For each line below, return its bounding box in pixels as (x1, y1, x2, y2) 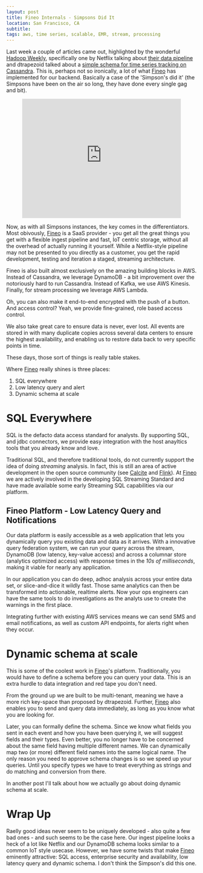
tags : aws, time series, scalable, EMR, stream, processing (6, 32, 161, 38)
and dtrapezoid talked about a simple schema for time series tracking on (6, 61, 187, 69)
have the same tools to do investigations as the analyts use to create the (6, 595, 186, 602)
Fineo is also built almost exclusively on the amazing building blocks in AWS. (6, 267, 197, 275)
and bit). (6, 87, 27, 94)
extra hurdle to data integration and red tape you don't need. (6, 680, 157, 687)
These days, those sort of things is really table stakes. (6, 354, 141, 361)
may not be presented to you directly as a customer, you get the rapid (6, 249, 180, 256)
